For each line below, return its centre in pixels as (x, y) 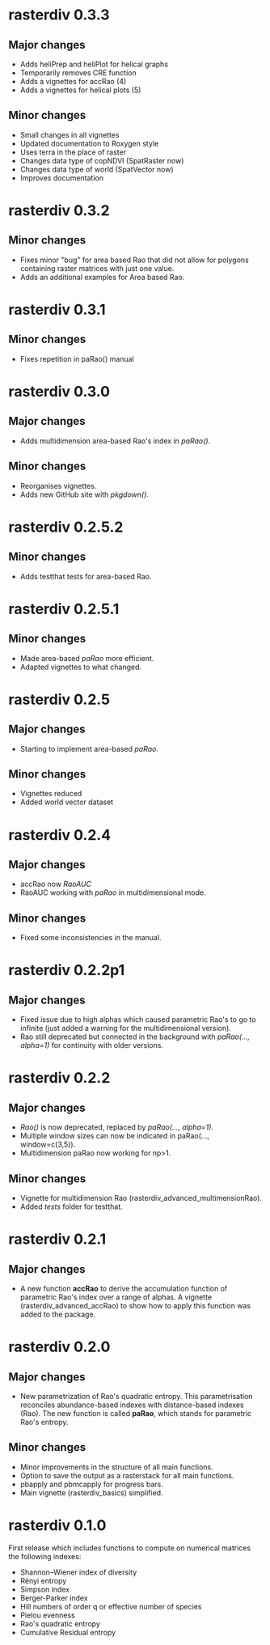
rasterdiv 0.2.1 (57, 1239)
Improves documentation (61, 178)
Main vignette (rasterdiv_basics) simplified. (91, 1492)
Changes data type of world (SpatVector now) (97, 169)
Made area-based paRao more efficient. (87, 658)
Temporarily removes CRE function (78, 73)
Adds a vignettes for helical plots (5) (80, 90)
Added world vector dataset (67, 802)
